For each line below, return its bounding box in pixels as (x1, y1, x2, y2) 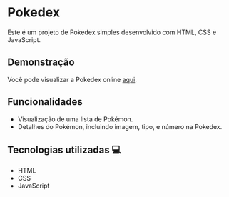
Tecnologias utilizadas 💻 (7, 143, 122, 156)
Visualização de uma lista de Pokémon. (17, 115, 133, 123)
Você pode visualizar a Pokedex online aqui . (7, 75, 138, 84)
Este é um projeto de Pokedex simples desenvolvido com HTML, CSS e (7, 28, 217, 36)
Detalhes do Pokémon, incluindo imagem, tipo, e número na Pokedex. (17, 122, 223, 131)
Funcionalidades (7, 96, 83, 108)
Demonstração (7, 56, 75, 69)
